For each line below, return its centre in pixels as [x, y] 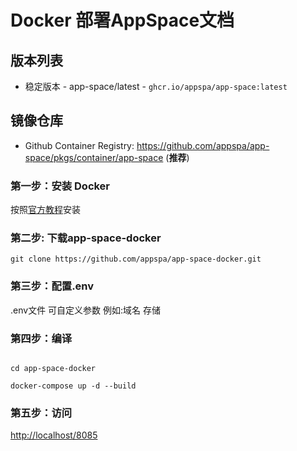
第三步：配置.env [52, 286]
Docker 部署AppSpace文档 [122, 20]
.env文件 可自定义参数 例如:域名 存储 [85, 310]
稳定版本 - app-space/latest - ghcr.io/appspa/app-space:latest [156, 86]
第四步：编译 [41, 338]
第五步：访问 [41, 413]
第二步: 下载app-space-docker [86, 238]
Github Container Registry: [79, 145]
